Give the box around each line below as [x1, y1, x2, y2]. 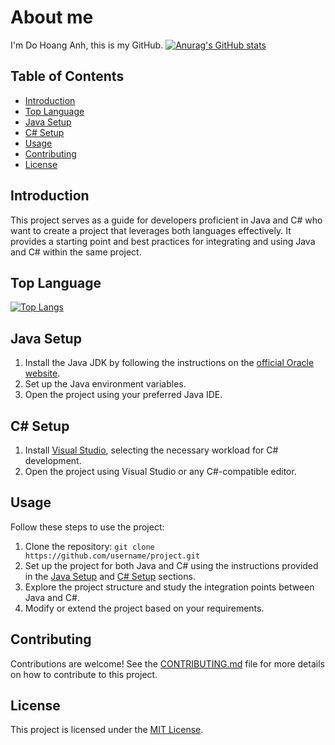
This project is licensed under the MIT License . [10, 724, 204, 736]
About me [10, 6, 94, 29]
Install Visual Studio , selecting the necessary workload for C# [24, 444, 279, 456]
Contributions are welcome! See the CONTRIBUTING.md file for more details [10, 657, 325, 670]
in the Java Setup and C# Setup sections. [24, 570, 196, 582]
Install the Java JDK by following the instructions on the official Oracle [24, 357, 315, 369]
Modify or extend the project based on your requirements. [24, 602, 265, 614]
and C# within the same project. [10, 246, 142, 258]
